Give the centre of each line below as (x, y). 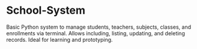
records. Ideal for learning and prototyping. (59, 39)
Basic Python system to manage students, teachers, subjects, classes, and (98, 27)
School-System (46, 10)
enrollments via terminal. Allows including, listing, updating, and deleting (95, 33)
